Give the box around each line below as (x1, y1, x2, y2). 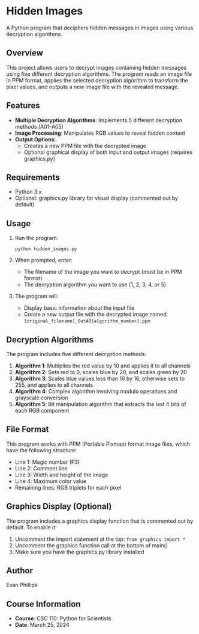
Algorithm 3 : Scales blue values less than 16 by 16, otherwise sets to (14, 375, 185, 382)
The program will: (14, 293, 59, 300)
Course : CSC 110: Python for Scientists (14, 615, 111, 622)
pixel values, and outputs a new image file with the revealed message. (6, 83, 179, 90)
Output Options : (14, 135, 56, 143)
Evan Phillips (6, 582, 38, 589)
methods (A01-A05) (14, 123, 64, 130)
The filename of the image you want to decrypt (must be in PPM (23, 268, 182, 275)
